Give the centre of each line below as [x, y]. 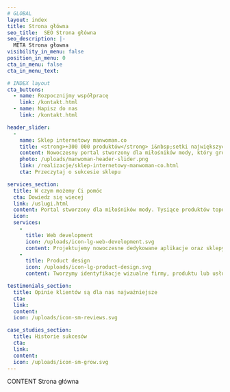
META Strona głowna [41, 45]
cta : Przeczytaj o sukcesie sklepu [70, 172]
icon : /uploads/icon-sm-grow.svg [61, 362]
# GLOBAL [20, 13]
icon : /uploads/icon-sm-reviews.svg [65, 318]
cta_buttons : [26, 90]
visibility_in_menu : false [46, 52]
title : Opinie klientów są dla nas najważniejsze [85, 292]
